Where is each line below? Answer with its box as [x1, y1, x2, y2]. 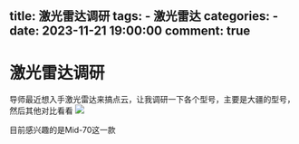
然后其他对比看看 [9, 105, 73, 116]
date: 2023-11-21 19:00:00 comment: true [9, 24, 251, 39]
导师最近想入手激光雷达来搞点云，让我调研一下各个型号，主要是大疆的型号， [9, 94, 295, 105]
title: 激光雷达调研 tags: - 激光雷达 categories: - [9, 8, 279, 24]
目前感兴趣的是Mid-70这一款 [9, 125, 116, 136]
